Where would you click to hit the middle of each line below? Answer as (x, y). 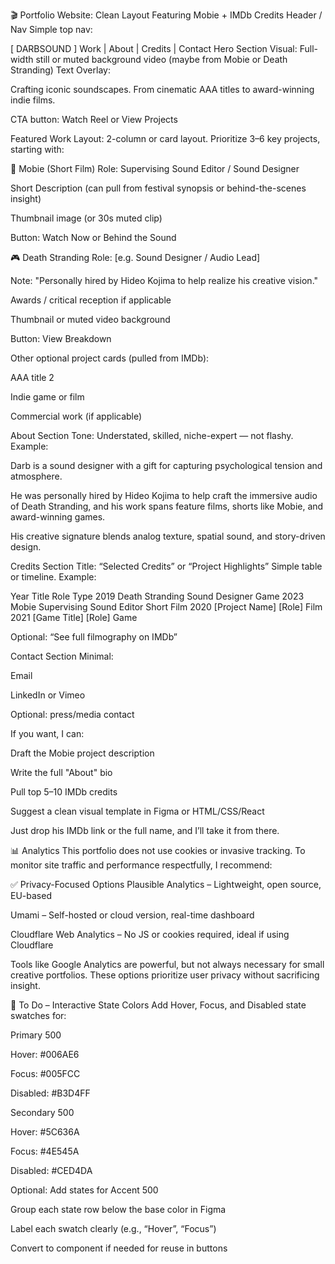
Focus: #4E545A (45, 1151)
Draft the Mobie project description (82, 753)
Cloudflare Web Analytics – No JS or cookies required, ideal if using (150, 934)
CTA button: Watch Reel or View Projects (94, 119)
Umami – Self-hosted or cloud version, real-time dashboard (132, 915)
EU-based (31, 895)
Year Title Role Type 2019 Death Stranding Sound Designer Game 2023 (157, 596)
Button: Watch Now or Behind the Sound (93, 237)
